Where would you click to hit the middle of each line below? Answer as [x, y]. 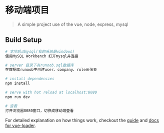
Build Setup [23, 40]
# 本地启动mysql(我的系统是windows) [40, 51]
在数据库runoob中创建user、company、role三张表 [51, 70]
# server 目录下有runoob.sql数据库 [39, 65]
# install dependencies [30, 79]
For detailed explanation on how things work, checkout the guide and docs [82, 120]
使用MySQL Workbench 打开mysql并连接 [42, 56]
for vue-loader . [21, 126]
